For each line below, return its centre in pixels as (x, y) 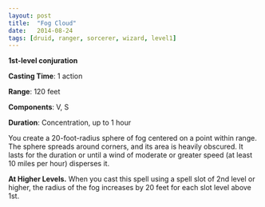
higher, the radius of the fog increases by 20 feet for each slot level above (130, 188)
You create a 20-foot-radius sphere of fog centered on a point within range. (132, 138)
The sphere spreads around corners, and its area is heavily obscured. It (126, 147)
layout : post (30, 16)
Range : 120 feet (34, 92)
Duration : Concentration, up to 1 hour (70, 123)
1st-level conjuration (43, 61)
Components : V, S (39, 107)
